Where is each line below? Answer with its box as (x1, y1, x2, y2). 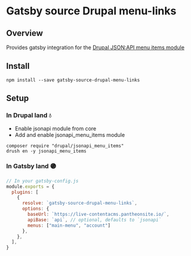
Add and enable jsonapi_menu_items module (14, 131, 125, 138)
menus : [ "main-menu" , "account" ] (27, 223, 111, 228)
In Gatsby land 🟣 (6, 162, 57, 170)
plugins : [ (11, 189, 39, 195)
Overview (6, 28, 44, 38)
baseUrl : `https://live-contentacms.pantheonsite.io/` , (27, 211, 170, 218)
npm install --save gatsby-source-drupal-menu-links (6, 77, 140, 83)
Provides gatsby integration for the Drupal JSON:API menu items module (6, 44, 185, 51)
